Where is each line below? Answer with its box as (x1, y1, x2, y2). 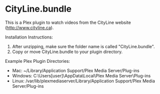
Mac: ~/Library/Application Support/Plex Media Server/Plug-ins (12, 67, 140, 74)
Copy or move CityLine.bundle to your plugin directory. (12, 49, 123, 55)
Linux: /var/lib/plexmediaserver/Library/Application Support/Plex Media (12, 78, 155, 84)
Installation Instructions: (5, 34, 53, 40)
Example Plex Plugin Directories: (5, 58, 70, 64)
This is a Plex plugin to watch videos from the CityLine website (5, 19, 131, 25)
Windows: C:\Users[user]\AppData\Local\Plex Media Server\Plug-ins (12, 73, 151, 78)
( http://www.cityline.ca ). (5, 24, 54, 30)
